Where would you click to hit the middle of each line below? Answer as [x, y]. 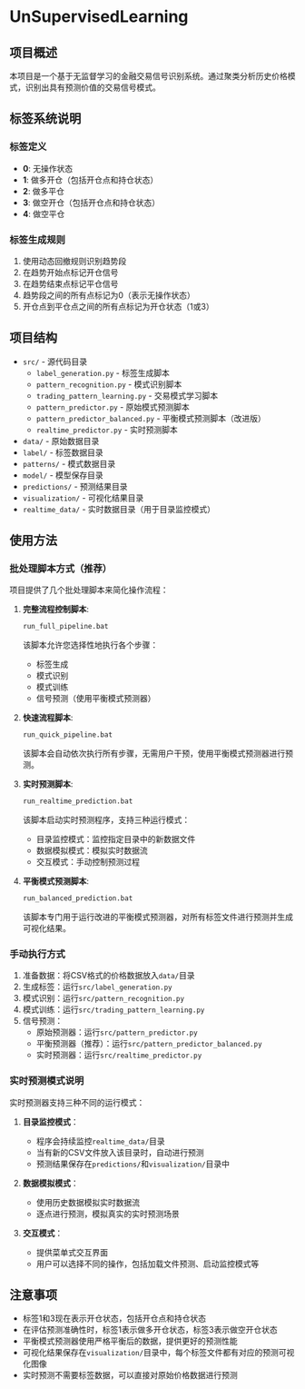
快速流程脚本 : [48, 718]
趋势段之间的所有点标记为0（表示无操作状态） [108, 295]
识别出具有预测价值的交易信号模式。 [93, 87]
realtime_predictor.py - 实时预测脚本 [107, 430]
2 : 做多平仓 [44, 191]
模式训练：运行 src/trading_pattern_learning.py [113, 1009]
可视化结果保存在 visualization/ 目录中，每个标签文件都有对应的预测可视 [158, 1353]
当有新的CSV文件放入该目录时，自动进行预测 [120, 1152]
